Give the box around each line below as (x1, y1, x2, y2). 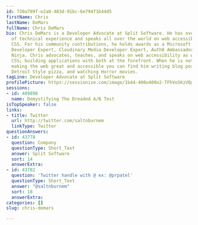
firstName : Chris (6, 14, 49, 20)
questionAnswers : (6, 129, 49, 135)
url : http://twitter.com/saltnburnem (11, 118, 104, 124)
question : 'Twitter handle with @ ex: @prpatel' (11, 173, 133, 179)
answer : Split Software (11, 150, 70, 156)
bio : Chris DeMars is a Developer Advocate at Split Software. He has (6, 31, 183, 36)
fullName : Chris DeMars (6, 25, 65, 31)
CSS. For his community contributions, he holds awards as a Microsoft (11, 42, 192, 48)
